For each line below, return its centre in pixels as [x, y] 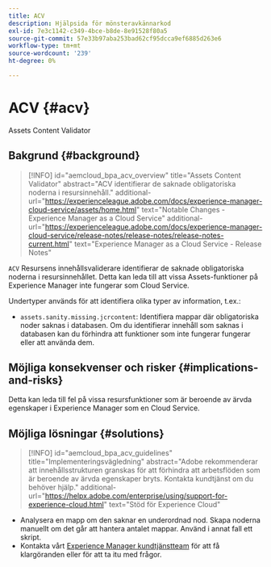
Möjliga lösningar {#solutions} [86, 433]
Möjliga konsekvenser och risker [92, 368]
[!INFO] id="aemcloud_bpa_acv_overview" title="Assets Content [134, 175]
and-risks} [36, 380]
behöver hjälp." [53, 487]
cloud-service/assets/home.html [82, 209]
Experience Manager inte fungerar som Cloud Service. [99, 285]
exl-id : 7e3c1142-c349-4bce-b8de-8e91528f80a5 [88, 31]
